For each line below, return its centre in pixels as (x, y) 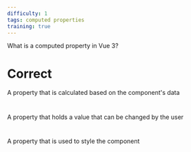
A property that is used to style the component (73, 141)
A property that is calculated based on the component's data (94, 93)
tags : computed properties (46, 20)
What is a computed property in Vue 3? (63, 46)
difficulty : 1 (28, 13)
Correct (30, 74)
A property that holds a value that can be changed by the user (95, 117)
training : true (29, 26)
